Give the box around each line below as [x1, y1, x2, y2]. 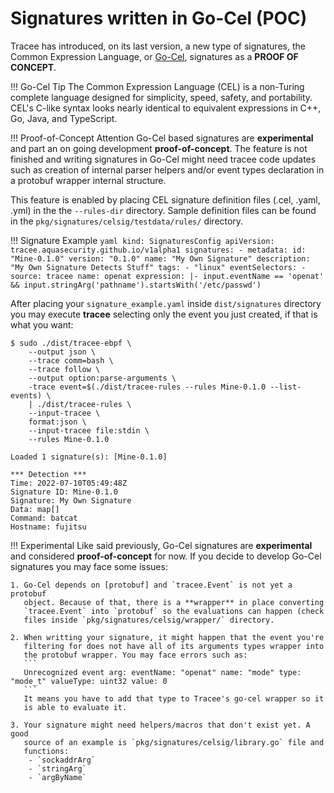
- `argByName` [28, 772, 87, 782]
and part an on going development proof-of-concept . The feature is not [10, 142, 308, 154]
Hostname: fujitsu [10, 522, 87, 532]
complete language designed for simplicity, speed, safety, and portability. [10, 91, 313, 103]
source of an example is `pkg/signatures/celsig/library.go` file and [23, 737, 325, 747]
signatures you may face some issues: [10, 560, 168, 572]
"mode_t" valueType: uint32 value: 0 [10, 676, 168, 686]
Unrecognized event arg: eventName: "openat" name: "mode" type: [23, 667, 302, 677]
